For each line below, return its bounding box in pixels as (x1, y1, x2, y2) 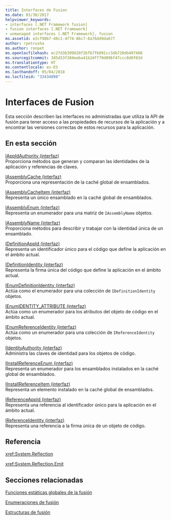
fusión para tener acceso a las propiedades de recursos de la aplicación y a (5, 118, 165, 125)
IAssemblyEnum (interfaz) (5, 204, 60, 210)
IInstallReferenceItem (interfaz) (5, 381, 70, 387)
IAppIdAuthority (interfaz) (5, 152, 60, 159)
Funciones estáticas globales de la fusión (5, 489, 92, 495)
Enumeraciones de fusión (5, 499, 59, 506)
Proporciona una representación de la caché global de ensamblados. (5, 179, 151, 185)
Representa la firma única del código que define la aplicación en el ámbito (5, 267, 161, 273)
